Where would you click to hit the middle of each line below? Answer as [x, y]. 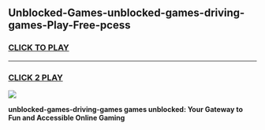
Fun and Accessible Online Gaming [67, 117]
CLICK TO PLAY [39, 48]
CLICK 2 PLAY [35, 77]
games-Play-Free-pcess [69, 26]
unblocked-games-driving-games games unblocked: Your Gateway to [125, 109]
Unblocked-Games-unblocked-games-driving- [127, 13]
